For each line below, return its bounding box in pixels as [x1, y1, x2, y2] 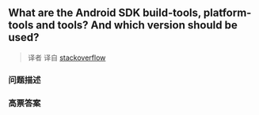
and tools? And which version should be [35, 19, 238, 32]
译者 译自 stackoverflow [27, 53, 106, 62]
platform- [203, 6, 252, 20]
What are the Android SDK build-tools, [8, 6, 202, 20]
